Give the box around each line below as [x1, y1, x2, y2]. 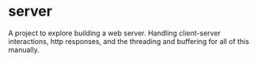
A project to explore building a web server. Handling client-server [8, 28, 221, 38]
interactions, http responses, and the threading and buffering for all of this [8, 36, 250, 46]
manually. [8, 45, 40, 54]
